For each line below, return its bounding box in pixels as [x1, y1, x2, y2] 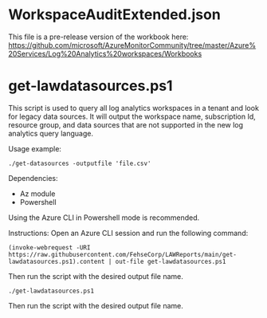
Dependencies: [8, 173, 58, 183]
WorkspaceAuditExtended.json [8, 6, 221, 24]
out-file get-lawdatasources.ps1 [115, 257, 226, 265]
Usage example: [8, 143, 62, 153]
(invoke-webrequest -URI [8, 243, 91, 252]
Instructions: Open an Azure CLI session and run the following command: [8, 228, 249, 238]
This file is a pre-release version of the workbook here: [8, 32, 189, 41]
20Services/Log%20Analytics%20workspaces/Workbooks [8, 49, 202, 58]
